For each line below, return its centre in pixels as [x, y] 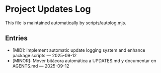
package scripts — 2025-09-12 [44, 55]
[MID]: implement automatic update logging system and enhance [79, 50]
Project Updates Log [48, 9]
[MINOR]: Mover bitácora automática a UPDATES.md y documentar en [84, 61]
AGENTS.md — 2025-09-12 [41, 66]
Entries [17, 38]
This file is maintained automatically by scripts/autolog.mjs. [66, 23]
